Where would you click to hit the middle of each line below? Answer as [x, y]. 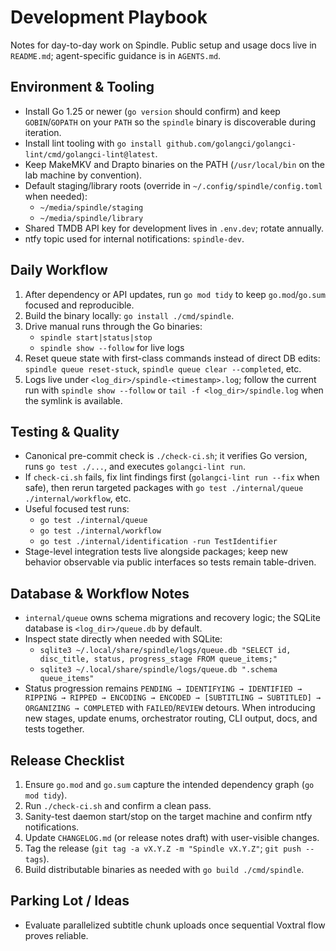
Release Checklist [67, 760]
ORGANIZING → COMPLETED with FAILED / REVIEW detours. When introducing [170, 708]
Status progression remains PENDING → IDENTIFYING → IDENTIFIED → [163, 688]
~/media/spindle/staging [91, 207]
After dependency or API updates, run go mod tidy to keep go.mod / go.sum [175, 294]
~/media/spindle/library [91, 218]
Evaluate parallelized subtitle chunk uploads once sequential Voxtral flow [175, 925]
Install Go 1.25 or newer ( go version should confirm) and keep [152, 111]
